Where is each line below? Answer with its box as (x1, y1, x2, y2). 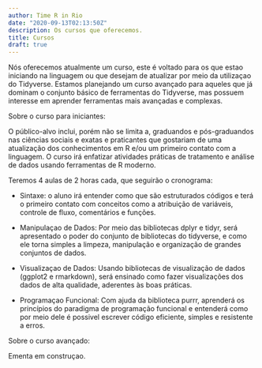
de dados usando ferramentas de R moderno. (8, 160, 156, 170)
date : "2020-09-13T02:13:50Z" (8, 19, 108, 27)
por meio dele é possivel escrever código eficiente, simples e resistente (19, 313, 253, 322)
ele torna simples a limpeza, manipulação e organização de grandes (19, 240, 241, 250)
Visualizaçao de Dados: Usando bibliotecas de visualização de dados (19, 264, 246, 273)
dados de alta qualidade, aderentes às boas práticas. (19, 280, 193, 290)
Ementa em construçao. (8, 351, 86, 361)
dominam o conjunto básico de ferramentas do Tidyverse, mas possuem (8, 88, 245, 97)
